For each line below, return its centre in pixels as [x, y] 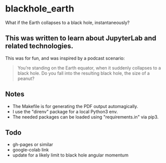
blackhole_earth [40, 9]
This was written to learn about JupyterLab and [81, 38]
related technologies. [39, 46]
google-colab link [31, 150]
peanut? [26, 78]
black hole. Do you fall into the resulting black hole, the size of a [84, 73]
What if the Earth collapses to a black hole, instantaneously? [67, 22]
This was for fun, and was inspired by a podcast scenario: [65, 58]
